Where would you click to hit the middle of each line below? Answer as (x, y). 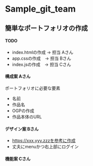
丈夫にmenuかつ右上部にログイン (45, 147)
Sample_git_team (40, 9)
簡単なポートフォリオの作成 (46, 28)
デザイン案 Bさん (22, 129)
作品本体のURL (27, 117)
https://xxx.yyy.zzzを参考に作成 (44, 141)
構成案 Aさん (18, 76)
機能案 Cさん (18, 159)
